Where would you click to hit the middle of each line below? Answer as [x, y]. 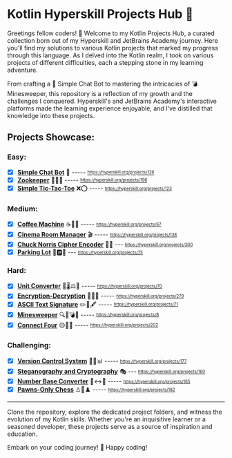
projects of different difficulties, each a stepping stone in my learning [105, 62]
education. [22, 434]
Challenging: [29, 345]
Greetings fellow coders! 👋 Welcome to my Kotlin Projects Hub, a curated [111, 33]
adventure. [22, 70]
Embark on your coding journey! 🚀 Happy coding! [77, 447]
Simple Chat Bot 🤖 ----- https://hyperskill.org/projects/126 [86, 172]
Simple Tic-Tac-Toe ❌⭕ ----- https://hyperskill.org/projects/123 [95, 188]
